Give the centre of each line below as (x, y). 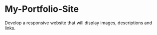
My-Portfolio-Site (42, 9)
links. (10, 28)
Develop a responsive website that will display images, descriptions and (78, 23)
